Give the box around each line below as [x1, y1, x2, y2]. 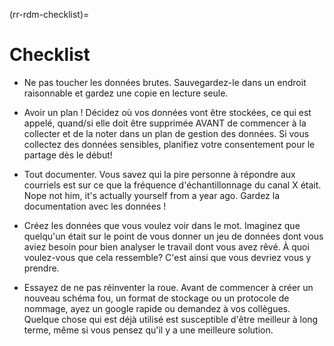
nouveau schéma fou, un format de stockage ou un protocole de [23, 292, 290, 304]
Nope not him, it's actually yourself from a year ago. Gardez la [23, 189, 281, 201]
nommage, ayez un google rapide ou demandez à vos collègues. [23, 302, 291, 314]
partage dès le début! [23, 149, 113, 161]
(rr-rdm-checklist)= [9, 9, 90, 20]
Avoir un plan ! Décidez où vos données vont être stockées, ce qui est [23, 106, 312, 118]
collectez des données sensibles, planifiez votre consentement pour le [23, 138, 316, 150]
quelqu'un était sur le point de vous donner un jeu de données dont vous [23, 230, 324, 242]
